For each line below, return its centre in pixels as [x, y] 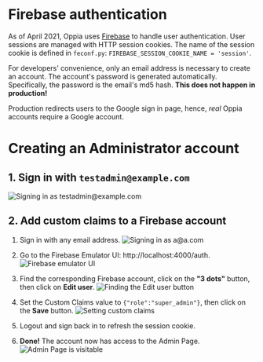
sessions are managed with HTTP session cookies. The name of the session [131, 44]
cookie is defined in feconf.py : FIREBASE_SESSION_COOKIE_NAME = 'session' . [130, 53]
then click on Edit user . [57, 287]
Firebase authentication [88, 15]
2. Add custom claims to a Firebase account [117, 221]
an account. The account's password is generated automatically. [113, 76]
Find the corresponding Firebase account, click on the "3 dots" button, [135, 278]
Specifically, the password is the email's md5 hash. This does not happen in [132, 85]
